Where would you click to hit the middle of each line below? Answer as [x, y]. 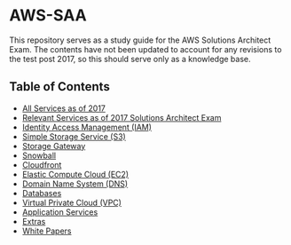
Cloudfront [42, 164]
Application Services [60, 212]
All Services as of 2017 [64, 108]
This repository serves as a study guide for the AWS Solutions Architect [140, 40]
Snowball [39, 155]
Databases [42, 193]
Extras [34, 221]
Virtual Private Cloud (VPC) [72, 202]
